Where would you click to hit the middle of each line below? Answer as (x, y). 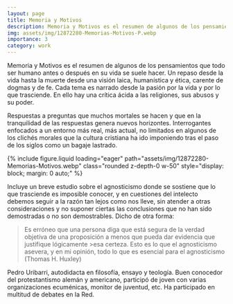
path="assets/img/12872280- (167, 159)
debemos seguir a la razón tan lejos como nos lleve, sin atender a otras (109, 201)
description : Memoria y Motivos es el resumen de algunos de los (103, 26)
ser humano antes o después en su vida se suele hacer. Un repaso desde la (115, 73)
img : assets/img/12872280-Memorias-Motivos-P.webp (82, 33)
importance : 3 (28, 39)
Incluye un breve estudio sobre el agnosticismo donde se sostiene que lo (112, 187)
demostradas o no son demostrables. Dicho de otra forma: (91, 216)
